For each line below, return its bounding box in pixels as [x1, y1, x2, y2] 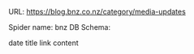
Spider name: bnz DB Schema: [8, 23, 111, 31]
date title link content [8, 38, 79, 48]
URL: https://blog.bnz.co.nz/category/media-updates [8, 7, 187, 16]
